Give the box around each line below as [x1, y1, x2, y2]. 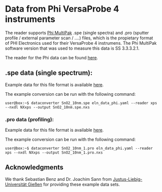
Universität [5, 181, 27, 187]
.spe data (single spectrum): [5, 69, 93, 77]
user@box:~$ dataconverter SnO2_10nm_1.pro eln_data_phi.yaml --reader [5, 146, 153, 151]
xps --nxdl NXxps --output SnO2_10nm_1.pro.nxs [5, 150, 103, 155]
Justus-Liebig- [113, 176, 143, 182]
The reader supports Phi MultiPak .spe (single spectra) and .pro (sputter [5, 30, 149, 35]
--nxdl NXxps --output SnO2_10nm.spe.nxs [5, 105, 90, 110]
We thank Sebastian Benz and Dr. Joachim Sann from [5, 176, 112, 182]
